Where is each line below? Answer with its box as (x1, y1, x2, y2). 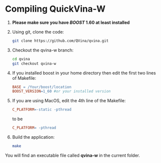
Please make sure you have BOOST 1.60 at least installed (12, 19, 130, 25)
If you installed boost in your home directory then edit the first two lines (12, 70, 156, 76)
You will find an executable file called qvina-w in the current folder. (5, 152, 141, 158)
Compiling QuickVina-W (5, 3, 106, 15)
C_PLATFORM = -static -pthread (12, 107, 72, 112)
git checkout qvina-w (12, 61, 56, 66)
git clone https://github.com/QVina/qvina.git (12, 38, 109, 43)
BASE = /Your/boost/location (12, 84, 72, 90)
